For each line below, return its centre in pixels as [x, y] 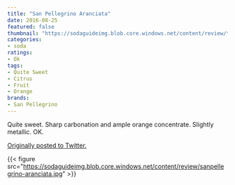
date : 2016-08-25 [33, 20]
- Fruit [19, 85]
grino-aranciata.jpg [35, 173]
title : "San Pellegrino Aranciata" [59, 14]
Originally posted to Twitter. [47, 145]
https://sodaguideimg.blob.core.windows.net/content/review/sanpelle [124, 166]
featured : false [31, 27]
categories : [24, 40]
